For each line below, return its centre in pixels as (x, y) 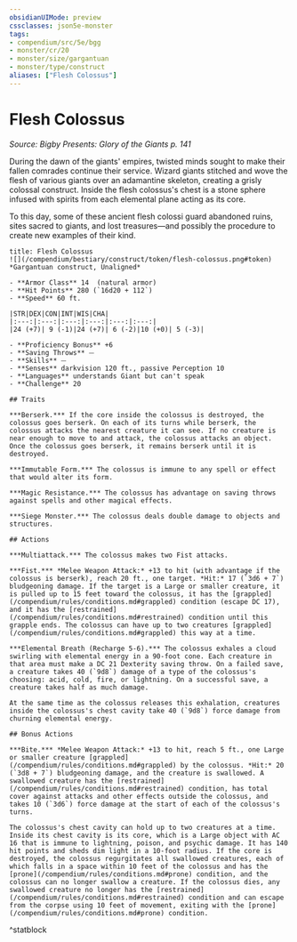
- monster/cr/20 (39, 51)
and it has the (37, 609)
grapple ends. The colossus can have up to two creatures (119, 625)
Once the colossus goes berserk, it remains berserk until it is (132, 446)
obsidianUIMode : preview (55, 17)
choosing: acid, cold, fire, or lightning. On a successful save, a (139, 680)
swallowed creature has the (61, 781)
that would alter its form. (61, 477)
